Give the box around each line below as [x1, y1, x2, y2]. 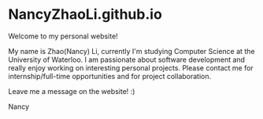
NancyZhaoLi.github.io [8, 5, 163, 23]
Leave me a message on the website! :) [8, 86, 135, 96]
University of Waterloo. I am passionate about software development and [8, 55, 246, 64]
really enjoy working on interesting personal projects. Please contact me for [8, 63, 254, 72]
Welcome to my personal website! [8, 31, 118, 41]
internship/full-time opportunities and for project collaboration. [8, 71, 212, 81]
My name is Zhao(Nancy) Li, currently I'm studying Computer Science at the [8, 46, 255, 56]
